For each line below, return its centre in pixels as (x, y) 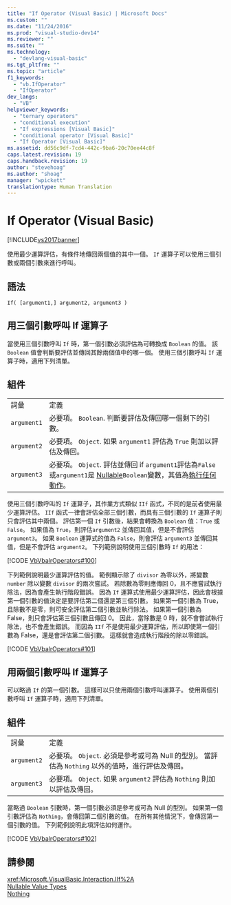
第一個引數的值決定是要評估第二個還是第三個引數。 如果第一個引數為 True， (114, 600)
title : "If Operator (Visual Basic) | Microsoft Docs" (87, 13)
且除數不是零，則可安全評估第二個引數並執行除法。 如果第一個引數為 (104, 609)
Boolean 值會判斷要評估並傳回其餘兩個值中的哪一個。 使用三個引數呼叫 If (111, 352)
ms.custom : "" (27, 20)
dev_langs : (23, 97)
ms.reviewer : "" (30, 39)
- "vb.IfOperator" (40, 84)
